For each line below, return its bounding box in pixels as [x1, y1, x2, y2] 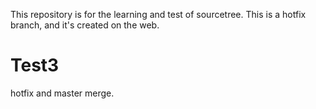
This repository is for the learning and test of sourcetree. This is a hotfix [10, 9, 307, 20]
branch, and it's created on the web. [10, 19, 160, 31]
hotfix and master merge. [10, 87, 115, 99]
